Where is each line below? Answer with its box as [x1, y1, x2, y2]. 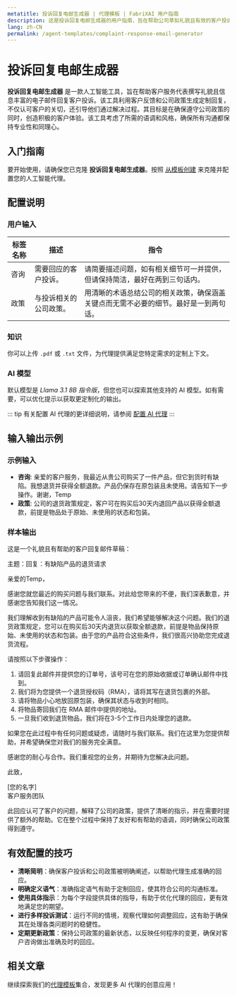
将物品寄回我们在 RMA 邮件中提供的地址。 [17, 705, 140, 713]
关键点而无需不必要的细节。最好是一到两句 [84, 298, 226, 308]
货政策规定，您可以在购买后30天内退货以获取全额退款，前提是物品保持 [7, 622, 213, 631]
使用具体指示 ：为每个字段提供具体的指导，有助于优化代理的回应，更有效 [17, 893, 228, 902]
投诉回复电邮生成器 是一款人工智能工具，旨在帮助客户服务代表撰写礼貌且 [7, 88, 219, 96]
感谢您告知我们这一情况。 [7, 598, 82, 607]
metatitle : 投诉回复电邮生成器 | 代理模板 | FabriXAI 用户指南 [7, 10, 179, 18]
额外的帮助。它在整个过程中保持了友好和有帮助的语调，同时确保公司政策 [19, 816, 230, 824]
